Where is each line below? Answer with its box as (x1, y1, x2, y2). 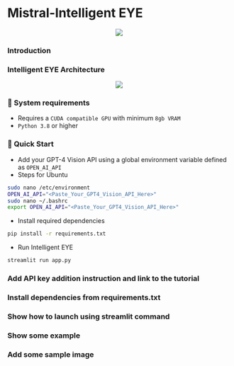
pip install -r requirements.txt (7, 230, 106, 238)
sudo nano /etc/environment (7, 184, 91, 191)
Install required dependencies (17, 217, 105, 225)
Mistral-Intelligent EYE (7, 5, 143, 21)
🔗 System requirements (7, 98, 90, 108)
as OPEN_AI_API (17, 163, 62, 171)
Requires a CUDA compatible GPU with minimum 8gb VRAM (17, 114, 181, 122)
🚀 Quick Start (7, 139, 55, 149)
